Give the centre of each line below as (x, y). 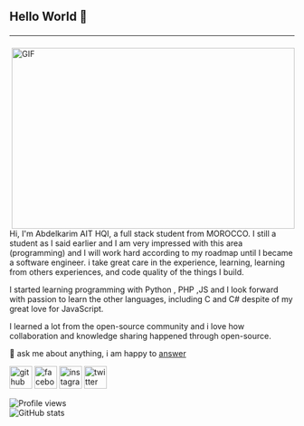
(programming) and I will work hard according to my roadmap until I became (151, 253)
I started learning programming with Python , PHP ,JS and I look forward (144, 289)
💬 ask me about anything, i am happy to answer (98, 354)
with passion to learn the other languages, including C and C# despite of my (151, 299)
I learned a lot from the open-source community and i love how (127, 327)
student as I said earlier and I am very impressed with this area (126, 243)
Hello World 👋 (48, 17)
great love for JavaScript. (57, 309)
